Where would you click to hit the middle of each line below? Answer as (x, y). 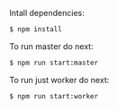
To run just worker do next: (59, 80)
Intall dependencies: (47, 13)
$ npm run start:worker (54, 96)
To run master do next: (51, 46)
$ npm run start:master (54, 63)
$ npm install (36, 30)
